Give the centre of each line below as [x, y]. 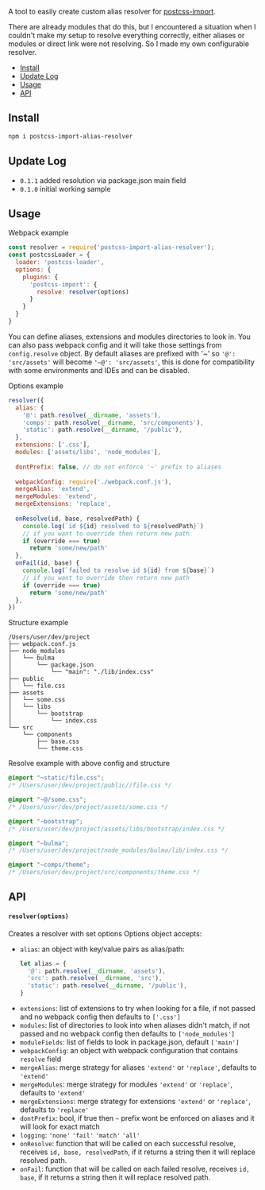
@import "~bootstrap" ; [46, 821]
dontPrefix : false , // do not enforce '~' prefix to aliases [119, 467]
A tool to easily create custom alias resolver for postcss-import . [112, 12]
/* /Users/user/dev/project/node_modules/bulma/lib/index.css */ [118, 850]
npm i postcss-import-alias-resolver [71, 136]
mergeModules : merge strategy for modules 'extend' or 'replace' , [126, 1084]
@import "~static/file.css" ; [56, 778]
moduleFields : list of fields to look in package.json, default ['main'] [129, 1042]
